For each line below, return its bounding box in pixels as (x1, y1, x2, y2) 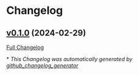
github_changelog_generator (6, 62, 79, 69)
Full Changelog (6, 44, 44, 51)
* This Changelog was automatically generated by (6, 56, 133, 62)
